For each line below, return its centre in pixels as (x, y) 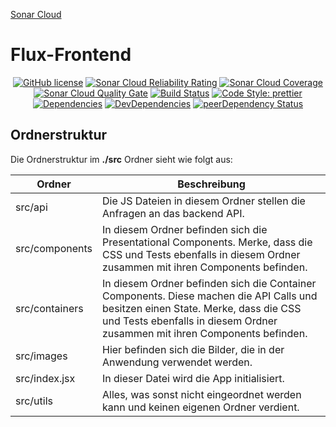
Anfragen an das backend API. (173, 213)
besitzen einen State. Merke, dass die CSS (202, 308)
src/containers (49, 308)
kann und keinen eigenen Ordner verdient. (201, 407)
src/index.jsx (45, 378)
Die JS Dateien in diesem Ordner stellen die (204, 201)
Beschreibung (211, 184)
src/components (54, 248)
